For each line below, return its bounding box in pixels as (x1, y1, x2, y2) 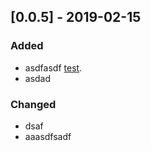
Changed (10, 97, 57, 111)
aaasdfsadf (24, 130, 72, 142)
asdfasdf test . (24, 61, 83, 74)
